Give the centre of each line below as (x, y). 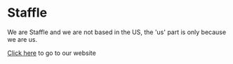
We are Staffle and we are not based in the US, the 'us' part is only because (117, 32)
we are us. (22, 39)
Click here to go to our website (52, 53)
